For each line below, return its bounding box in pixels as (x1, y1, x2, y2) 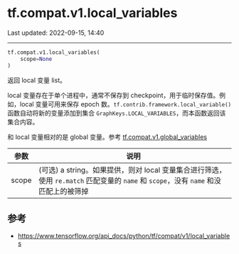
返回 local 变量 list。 (7, 76, 66, 84)
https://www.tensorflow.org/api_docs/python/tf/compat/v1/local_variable (17, 232, 230, 241)
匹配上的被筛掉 (38, 186, 89, 196)
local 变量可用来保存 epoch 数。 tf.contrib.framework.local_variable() (19, 99, 232, 108)
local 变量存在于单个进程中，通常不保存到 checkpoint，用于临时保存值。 (7, 91, 220, 99)
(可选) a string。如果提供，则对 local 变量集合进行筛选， (38, 165, 226, 175)
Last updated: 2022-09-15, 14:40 (7, 28, 105, 37)
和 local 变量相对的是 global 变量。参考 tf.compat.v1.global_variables (7, 133, 208, 141)
